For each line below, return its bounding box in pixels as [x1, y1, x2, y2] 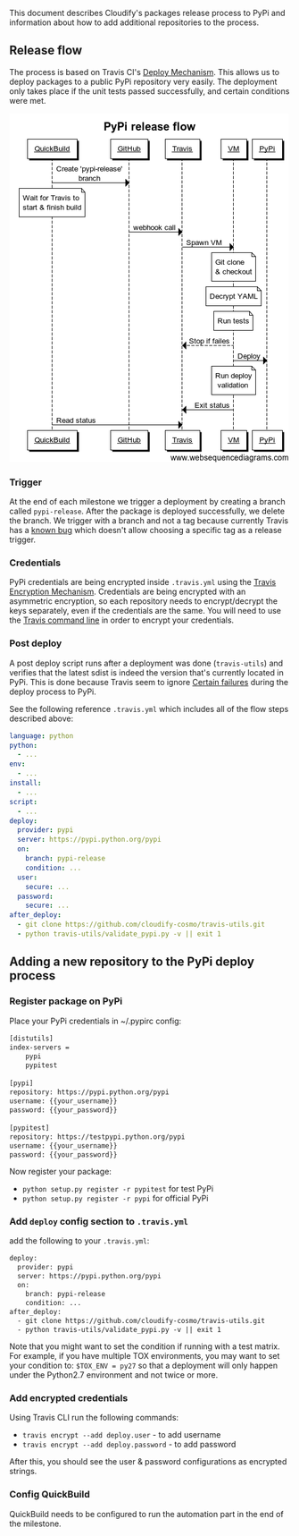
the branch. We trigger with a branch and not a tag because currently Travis [9, 515, 288, 526]
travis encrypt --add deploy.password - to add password [21, 1439, 237, 1450]
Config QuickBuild [9, 1489, 91, 1501]
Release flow [9, 43, 83, 58]
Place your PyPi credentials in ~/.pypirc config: [9, 1015, 182, 1026]
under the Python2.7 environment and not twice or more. [9, 1369, 219, 1380]
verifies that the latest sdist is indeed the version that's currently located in [9, 666, 284, 678]
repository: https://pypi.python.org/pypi [9, 1087, 170, 1097]
